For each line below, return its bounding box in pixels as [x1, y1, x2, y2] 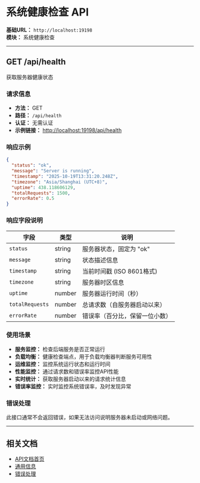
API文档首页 [14, 455, 45, 462]
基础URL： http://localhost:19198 [6, 26, 92, 33]
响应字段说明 [6, 217, 43, 225]
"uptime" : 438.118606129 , [11, 184, 76, 190]
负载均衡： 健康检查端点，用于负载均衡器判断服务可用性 [14, 353, 152, 360]
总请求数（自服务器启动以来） [82, 300, 166, 309]
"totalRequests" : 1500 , [11, 190, 70, 196]
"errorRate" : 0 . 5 [11, 196, 55, 202]
